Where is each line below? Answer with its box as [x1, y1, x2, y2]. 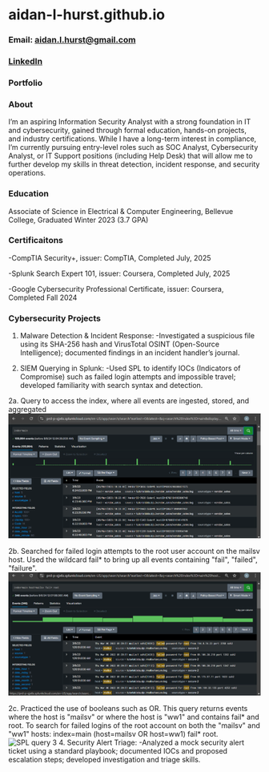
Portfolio [8, 77, 43, 88]
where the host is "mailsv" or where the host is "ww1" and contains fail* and [8, 712, 259, 722]
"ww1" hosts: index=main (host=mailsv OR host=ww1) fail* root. [8, 730, 219, 739]
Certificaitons [8, 235, 64, 246]
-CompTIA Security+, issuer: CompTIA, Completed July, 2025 [8, 253, 211, 262]
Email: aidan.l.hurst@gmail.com [8, 34, 136, 46]
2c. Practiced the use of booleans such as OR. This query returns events [8, 704, 248, 713]
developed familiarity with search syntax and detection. [19, 381, 203, 390]
